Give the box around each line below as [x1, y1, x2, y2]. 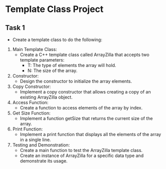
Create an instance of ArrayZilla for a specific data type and [20, 152, 144, 158]
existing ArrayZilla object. [20, 94, 73, 100]
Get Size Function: [12, 110, 51, 116]
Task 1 [5, 23, 25, 32]
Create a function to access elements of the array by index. [20, 105, 143, 110]
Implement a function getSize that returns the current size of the [20, 115, 153, 121]
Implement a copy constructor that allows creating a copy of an [20, 89, 151, 94]
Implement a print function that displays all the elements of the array [20, 131, 161, 137]
